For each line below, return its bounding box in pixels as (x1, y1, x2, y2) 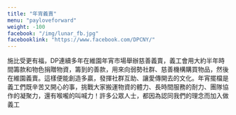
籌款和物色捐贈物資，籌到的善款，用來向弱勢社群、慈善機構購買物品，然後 (13, 65, 229, 74)
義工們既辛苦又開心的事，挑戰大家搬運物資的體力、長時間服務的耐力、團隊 (7, 83, 223, 91)
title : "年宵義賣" (7, 10, 58, 18)
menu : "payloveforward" (7, 17, 77, 24)
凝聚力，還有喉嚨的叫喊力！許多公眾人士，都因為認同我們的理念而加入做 (19, 92, 229, 100)
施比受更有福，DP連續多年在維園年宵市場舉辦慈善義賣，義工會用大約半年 (7, 57, 219, 65)
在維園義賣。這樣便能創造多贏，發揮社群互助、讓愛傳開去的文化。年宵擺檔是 (7, 74, 229, 83)
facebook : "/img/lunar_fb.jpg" (7, 29, 99, 37)
